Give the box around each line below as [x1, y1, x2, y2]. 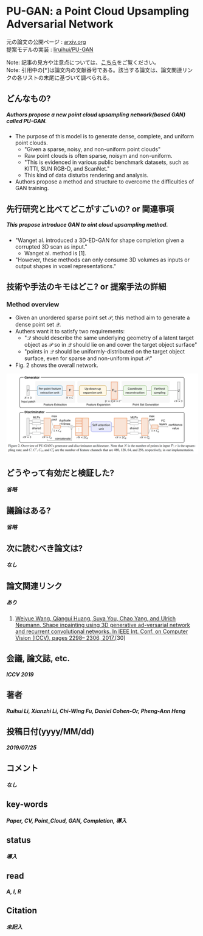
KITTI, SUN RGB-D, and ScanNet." [24, 165, 110, 172]
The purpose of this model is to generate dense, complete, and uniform [15, 133, 194, 140]
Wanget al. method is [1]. [24, 249, 87, 257]
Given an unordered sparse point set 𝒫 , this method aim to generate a [15, 314, 190, 321]
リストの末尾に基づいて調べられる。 [22, 74, 113, 81]
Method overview [6, 300, 60, 308]
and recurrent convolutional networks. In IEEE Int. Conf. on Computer [15, 628, 188, 635]
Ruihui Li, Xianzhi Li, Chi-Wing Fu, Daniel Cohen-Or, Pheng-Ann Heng [6, 707, 186, 714]
